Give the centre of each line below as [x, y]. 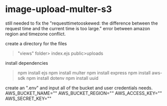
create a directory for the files [36, 43]
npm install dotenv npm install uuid [62, 78]
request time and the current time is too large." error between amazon [78, 28]
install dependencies [27, 63]
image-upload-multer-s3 [59, 9]
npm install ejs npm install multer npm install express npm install [84, 73]
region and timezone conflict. [36, 34]
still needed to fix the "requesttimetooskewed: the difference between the [82, 23]
